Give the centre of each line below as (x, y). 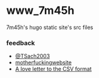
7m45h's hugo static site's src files (50, 27)
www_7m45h (40, 11)
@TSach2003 (32, 56)
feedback (21, 43)
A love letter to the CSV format (53, 69)
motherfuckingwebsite (43, 63)
